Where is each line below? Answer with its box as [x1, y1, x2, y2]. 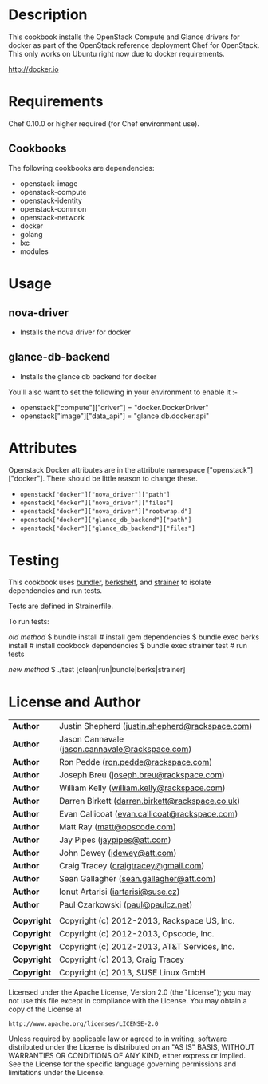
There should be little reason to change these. [46, 473, 198, 484]
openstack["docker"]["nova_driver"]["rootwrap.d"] [19, 508, 192, 516]
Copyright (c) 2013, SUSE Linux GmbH [58, 967, 206, 979]
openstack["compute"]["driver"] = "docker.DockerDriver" [19, 402, 209, 412]
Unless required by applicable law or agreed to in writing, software [8, 1034, 227, 1043]
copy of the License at [8, 1004, 82, 1015]
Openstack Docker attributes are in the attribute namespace [8, 465, 206, 475]
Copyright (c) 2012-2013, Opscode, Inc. [58, 928, 215, 940]
